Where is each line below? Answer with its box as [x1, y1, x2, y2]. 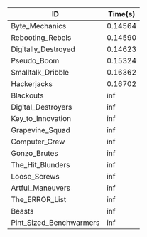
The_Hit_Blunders [11, 160, 70, 169]
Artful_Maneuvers [11, 183, 71, 193]
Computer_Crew [11, 137, 65, 147]
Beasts [11, 206, 34, 216]
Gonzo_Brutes [11, 149, 58, 158]
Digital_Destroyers [11, 102, 72, 112]
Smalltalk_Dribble [11, 68, 70, 77]
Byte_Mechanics [11, 21, 67, 31]
